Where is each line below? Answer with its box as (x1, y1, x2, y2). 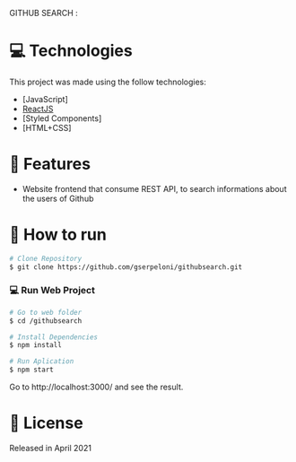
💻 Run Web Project (9, 284, 96, 297)
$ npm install (9, 341, 63, 350)
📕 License (9, 413, 83, 433)
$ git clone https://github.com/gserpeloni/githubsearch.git (9, 262, 243, 272)
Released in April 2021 (9, 443, 92, 454)
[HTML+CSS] (22, 122, 72, 133)
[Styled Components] (22, 112, 102, 124)
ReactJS (22, 103, 54, 114)
